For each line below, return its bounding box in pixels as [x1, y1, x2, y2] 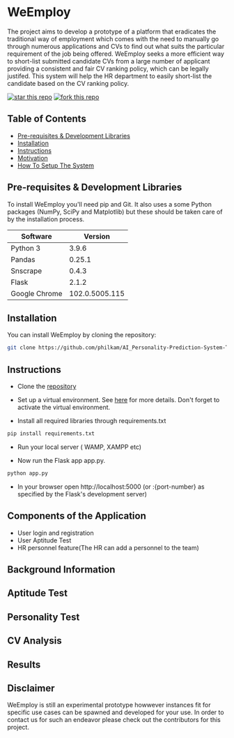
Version [83, 231, 110, 241]
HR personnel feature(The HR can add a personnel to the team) [17, 543, 200, 552]
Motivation [17, 154, 49, 162]
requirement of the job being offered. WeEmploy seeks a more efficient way [7, 50, 225, 58]
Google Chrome [10, 288, 63, 298]
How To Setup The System [17, 161, 95, 170]
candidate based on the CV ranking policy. [7, 79, 130, 87]
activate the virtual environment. [17, 403, 111, 412]
